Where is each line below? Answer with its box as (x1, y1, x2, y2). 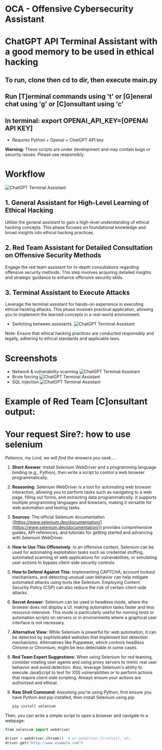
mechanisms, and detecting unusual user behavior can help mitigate (12, 574, 148, 580)
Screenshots (5, 353, 58, 364)
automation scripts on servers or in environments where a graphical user (12, 614, 157, 620)
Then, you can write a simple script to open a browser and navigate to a (5, 713, 148, 718)
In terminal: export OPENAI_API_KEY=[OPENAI (5, 117, 148, 125)
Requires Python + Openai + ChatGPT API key (12, 137, 104, 143)
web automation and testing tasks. (12, 505, 81, 511)
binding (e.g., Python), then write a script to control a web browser (12, 470, 145, 476)
